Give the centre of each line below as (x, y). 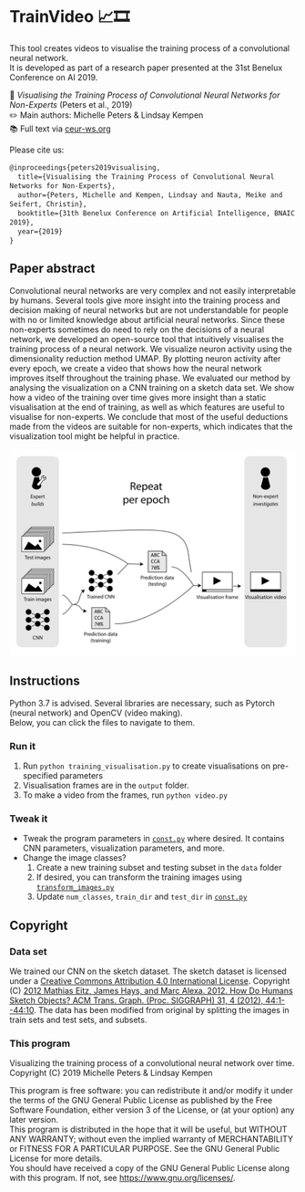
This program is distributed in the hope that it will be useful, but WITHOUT (148, 1129)
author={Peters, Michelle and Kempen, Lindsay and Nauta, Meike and (150, 195)
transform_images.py (75, 888)
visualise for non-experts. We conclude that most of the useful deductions (149, 416)
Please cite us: (37, 150)
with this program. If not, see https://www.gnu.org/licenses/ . (122, 1178)
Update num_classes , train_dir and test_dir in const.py (142, 897)
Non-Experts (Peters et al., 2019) (71, 104)
